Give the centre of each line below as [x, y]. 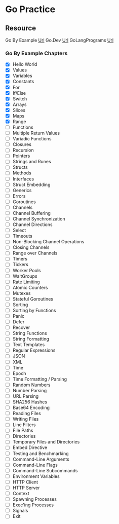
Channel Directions [32, 224]
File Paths [23, 431]
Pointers [21, 156]
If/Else [19, 93]
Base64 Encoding [31, 408]
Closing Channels [31, 247]
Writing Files [26, 419]
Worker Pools [27, 270]
